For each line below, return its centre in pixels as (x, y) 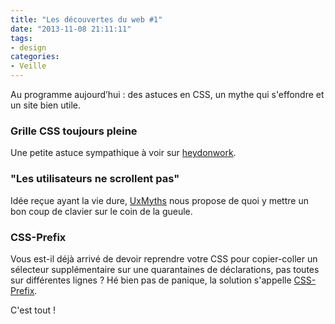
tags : (21, 38)
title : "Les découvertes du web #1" (86, 19)
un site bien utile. (45, 105)
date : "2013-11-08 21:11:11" (71, 29)
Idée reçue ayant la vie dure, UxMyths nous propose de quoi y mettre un (159, 200)
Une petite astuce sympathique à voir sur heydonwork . (123, 153)
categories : (35, 57)
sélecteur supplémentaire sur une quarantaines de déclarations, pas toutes (165, 269)
